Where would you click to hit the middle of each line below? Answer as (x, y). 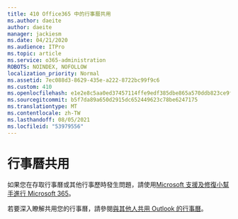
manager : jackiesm (34, 34)
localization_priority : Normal (53, 73)
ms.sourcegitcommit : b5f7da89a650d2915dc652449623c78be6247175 (103, 100)
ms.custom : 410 (30, 87)
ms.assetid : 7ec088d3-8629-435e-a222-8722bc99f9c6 (84, 80)
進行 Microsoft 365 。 (44, 193)
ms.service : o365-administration (57, 60)
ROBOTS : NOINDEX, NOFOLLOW (47, 67)
